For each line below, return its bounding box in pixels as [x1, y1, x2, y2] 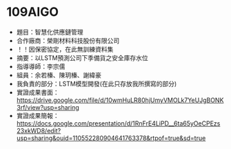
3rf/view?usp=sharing [16, 103, 80, 111]
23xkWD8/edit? [16, 126, 61, 135]
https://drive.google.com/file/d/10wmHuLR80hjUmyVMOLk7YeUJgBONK [16, 96, 224, 104]
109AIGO [6, 4, 59, 20]
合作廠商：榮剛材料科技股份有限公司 [16, 36, 120, 45]
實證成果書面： [16, 88, 59, 97]
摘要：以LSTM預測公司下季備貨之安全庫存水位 [16, 53, 149, 62]
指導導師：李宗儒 [16, 62, 66, 70]
